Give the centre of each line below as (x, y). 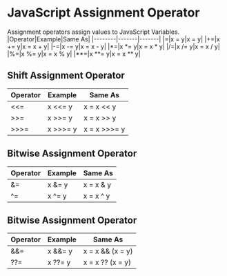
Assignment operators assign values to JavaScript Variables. (93, 32)
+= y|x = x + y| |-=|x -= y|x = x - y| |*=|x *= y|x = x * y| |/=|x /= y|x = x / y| (114, 46)
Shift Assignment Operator (66, 76)
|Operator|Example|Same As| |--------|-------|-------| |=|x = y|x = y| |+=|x (113, 39)
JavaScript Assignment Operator (103, 13)
